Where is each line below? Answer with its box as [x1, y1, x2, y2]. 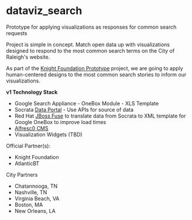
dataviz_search [6, 4, 83, 18]
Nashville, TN [14, 188, 47, 195]
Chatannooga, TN [14, 183, 58, 190]
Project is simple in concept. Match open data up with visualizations [6, 41, 170, 48]
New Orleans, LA [14, 207, 56, 214]
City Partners [6, 171, 38, 178]
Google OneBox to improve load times [14, 118, 107, 125]
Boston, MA [14, 201, 43, 208]
